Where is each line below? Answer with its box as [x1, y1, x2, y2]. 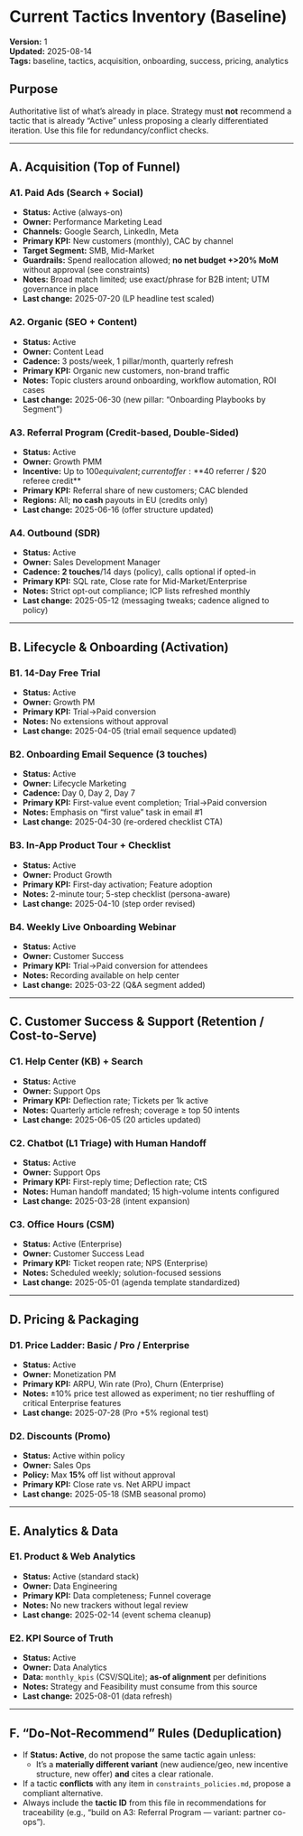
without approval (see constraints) [22, 265, 151, 275]
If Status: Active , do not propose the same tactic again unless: [22, 1749, 256, 1760]
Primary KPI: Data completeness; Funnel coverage [22, 1589, 212, 1600]
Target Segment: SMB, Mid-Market [22, 246, 155, 256]
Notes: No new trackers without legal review [22, 1599, 188, 1610]
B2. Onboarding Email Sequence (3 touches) [9, 748, 207, 760]
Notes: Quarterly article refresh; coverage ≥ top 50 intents [22, 1104, 241, 1115]
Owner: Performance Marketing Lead [22, 217, 162, 228]
